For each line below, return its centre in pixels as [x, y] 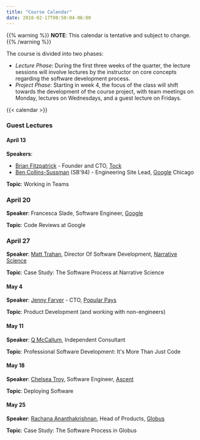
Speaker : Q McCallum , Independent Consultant [66, 340]
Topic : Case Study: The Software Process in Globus [72, 431]
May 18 [16, 365]
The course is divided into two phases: [55, 53]
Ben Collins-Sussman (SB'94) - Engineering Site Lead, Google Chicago [104, 172]
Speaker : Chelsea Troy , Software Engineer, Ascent [70, 379]
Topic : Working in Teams [37, 184]
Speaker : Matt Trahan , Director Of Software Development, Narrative [92, 254]
